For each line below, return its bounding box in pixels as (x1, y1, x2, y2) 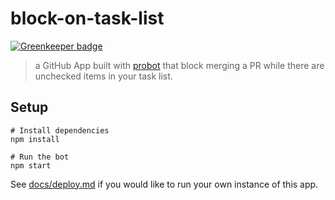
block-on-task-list (10, 7, 165, 30)
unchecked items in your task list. (34, 70, 173, 82)
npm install (10, 134, 60, 144)
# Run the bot (10, 152, 70, 162)
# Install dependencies (10, 125, 110, 136)
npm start (10, 160, 52, 171)
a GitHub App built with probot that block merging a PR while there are (34, 59, 325, 71)
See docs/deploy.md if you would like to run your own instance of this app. (10, 178, 319, 190)
